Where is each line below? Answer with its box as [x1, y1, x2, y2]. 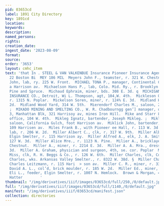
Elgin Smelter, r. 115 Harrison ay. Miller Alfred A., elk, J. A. [9, 134, 150, 139]
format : [5, 52, 21, 58]
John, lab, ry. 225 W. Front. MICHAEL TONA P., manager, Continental [9, 80, 156, 84]
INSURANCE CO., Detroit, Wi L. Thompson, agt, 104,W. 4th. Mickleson [9, 93, 156, 98]
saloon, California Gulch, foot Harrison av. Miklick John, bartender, [9, 121, 161, 125]
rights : [5, 39, 21, 44]
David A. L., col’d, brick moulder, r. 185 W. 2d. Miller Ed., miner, [9, 166, 159, 171]
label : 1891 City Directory [5, 12, 62, 17]
